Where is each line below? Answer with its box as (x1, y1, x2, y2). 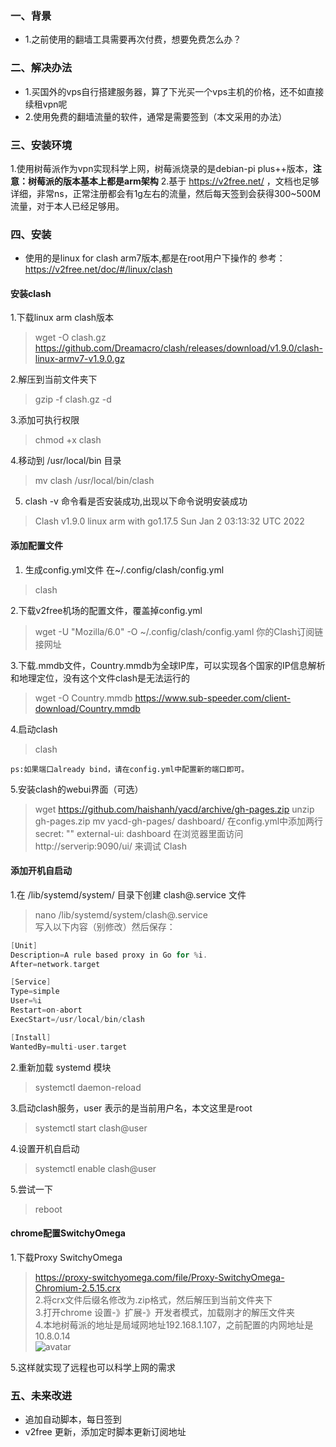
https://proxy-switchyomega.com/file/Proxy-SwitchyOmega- (34, 1271, 285, 1283)
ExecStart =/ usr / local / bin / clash (10, 1014, 145, 1024)
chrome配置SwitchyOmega (10, 1227, 126, 1239)
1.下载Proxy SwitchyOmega (10, 1251, 123, 1263)
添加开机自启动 (10, 865, 72, 877)
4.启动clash (10, 723, 58, 735)
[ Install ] (10, 1032, 52, 1042)
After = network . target (10, 959, 101, 969)
